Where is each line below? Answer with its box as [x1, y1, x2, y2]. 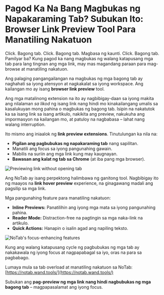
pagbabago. [5, 254, 30, 260]
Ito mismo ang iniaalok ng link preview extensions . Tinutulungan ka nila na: [5, 131, 158, 137]
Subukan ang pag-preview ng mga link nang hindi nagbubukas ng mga [5, 279, 151, 285]
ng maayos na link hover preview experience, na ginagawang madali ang [5, 180, 153, 186]
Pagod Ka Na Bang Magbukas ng [5, 3, 141, 14]
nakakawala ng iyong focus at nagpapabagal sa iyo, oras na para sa [5, 249, 142, 255]
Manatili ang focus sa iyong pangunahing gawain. [12, 146, 113, 151]
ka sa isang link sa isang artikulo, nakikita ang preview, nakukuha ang [5, 111, 145, 117]
